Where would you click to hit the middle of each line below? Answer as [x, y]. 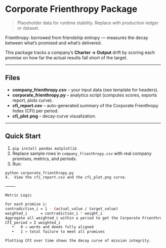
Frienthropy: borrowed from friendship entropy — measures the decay [77, 38]
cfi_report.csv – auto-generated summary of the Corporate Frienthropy [85, 105]
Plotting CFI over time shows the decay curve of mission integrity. [78, 241]
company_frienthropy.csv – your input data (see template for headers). [85, 89]
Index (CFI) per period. [35, 111]
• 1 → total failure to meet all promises [58, 232]
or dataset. [28, 28]
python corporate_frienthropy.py [40, 173]
